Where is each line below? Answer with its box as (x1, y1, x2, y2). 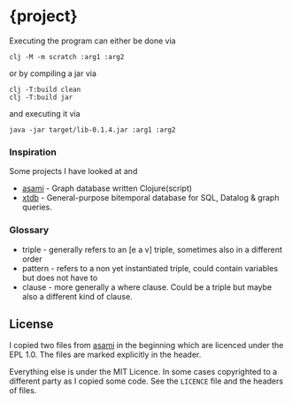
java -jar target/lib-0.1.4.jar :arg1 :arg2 (9, 125, 176, 134)
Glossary (9, 224, 50, 236)
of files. (9, 385, 37, 396)
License (9, 316, 54, 331)
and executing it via (9, 108, 81, 118)
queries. (21, 201, 53, 213)
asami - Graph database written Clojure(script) (21, 183, 193, 194)
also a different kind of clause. (21, 291, 133, 301)
